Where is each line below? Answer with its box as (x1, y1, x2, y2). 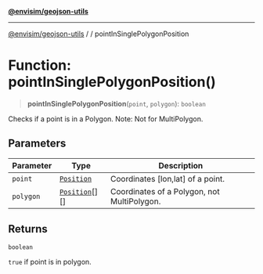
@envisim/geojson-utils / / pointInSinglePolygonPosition (8, 29, 189, 38)
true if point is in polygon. (8, 257, 92, 266)
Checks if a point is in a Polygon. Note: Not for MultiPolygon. (8, 114, 204, 124)
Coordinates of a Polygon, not (110, 186, 221, 196)
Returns (8, 222, 49, 236)
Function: (8, 56, 72, 74)
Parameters (8, 137, 67, 150)
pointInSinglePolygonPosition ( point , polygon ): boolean (27, 99, 206, 108)
